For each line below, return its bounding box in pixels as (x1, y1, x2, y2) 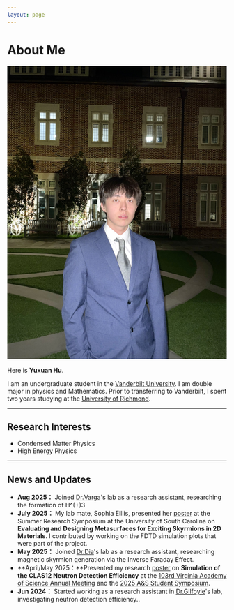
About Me (7, 42, 65, 58)
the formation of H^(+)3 (17, 501, 86, 509)
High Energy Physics (17, 447, 77, 455)
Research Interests (7, 421, 91, 433)
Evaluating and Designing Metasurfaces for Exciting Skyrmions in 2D (17, 524, 221, 533)
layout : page (7, 11, 45, 18)
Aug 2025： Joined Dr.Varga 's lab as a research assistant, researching (17, 493, 221, 502)
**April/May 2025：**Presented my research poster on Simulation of (17, 564, 221, 572)
